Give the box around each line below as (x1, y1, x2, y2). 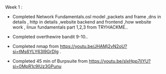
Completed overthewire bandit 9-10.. (12, 34, 88, 39)
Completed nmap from (12, 43, 59, 49)
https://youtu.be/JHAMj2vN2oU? (59, 43, 127, 49)
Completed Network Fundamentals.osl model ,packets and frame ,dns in (12, 14, 161, 19)
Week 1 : (5, 4, 22, 10)
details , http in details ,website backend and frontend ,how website (12, 19, 152, 25)
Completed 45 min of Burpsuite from (12, 58, 88, 64)
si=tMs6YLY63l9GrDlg (12, 49, 59, 54)
